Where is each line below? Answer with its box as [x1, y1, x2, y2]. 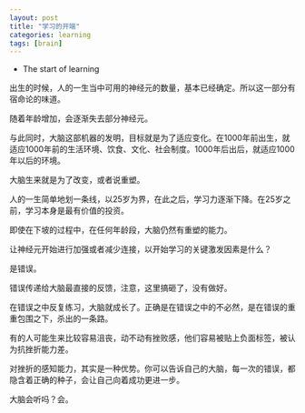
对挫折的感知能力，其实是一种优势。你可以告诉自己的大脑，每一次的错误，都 [9, 363, 296, 374]
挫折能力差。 [25, 344, 74, 355]
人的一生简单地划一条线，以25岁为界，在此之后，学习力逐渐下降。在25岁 [9, 194, 283, 205]
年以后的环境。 [9, 156, 65, 166]
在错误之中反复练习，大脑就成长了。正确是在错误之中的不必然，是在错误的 [9, 302, 288, 313]
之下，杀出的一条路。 [33, 313, 113, 324]
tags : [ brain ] [9, 38, 64, 48]
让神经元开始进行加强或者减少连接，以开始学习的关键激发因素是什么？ [9, 244, 272, 255]
